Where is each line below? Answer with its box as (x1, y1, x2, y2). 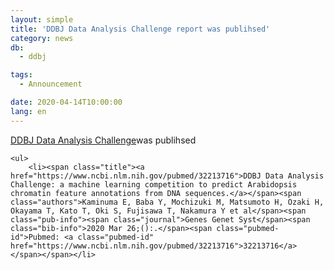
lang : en (10, 106, 47, 116)
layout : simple (10, 14, 74, 25)
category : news (10, 33, 74, 43)
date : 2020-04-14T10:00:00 (10, 97, 123, 107)
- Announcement (19, 79, 83, 90)
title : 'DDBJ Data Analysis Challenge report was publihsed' (10, 24, 271, 34)
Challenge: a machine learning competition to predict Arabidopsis (10, 179, 298, 190)
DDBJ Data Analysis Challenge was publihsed (10, 134, 197, 146)
